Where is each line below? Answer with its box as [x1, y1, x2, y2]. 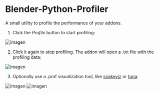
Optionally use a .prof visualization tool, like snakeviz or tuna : [12, 73, 138, 79]
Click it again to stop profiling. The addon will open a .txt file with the [12, 49, 154, 55]
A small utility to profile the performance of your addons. [5, 20, 122, 26]
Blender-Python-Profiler [5, 3, 108, 15]
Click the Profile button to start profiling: [12, 29, 95, 35]
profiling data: [12, 54, 41, 60]
